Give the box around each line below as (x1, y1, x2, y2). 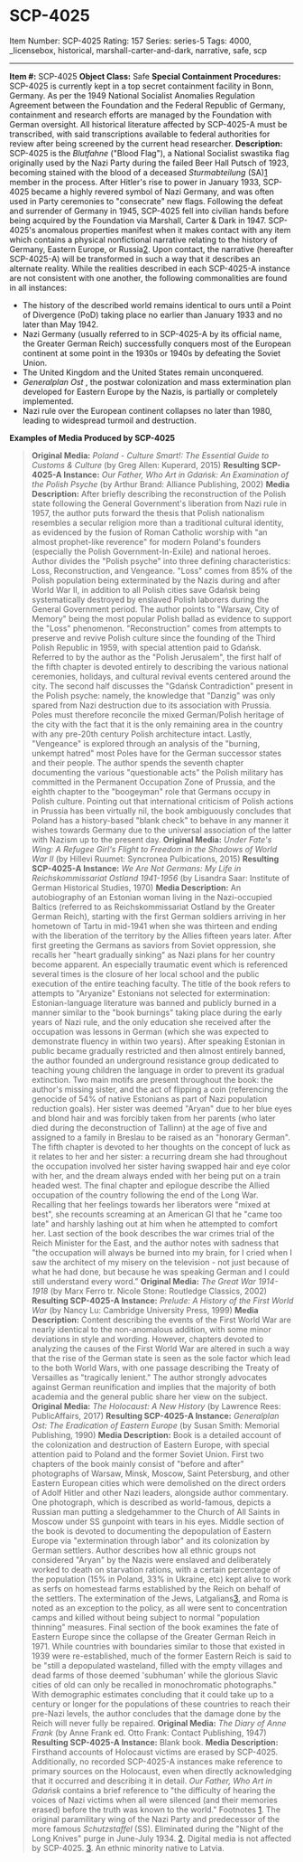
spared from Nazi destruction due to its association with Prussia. (31, 700, 272, 710)
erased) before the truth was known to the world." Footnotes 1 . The (31, 1804, 281, 1815)
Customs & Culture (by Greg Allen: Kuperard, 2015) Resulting (31, 459, 260, 470)
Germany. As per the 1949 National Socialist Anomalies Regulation (9, 89, 255, 100)
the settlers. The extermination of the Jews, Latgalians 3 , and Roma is (31, 1593, 289, 1603)
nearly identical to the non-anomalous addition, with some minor (31, 1323, 272, 1334)
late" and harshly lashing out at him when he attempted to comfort (31, 1218, 278, 1229)
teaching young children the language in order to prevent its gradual (31, 1064, 285, 1076)
